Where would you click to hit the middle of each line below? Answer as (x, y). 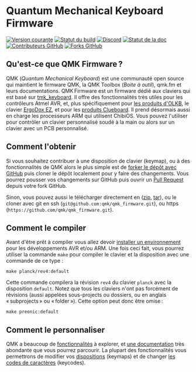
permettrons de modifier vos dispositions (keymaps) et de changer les (91, 357)
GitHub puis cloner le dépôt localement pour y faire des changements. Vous (97, 173)
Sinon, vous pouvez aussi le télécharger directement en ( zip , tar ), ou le (91, 197)
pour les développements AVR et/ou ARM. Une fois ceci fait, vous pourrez (95, 248)
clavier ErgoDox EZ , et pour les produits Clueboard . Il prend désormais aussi (98, 109)
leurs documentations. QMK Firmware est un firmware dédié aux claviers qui (98, 91)
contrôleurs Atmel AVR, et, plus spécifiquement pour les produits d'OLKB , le (97, 103)
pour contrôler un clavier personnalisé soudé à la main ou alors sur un (90, 122)
